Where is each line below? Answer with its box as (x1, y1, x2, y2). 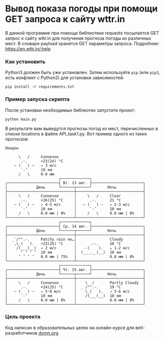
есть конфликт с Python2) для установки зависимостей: (5, 75, 124, 81)
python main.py (5, 117, 37, 122)
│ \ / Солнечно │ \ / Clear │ (5, 193, 146, 199)
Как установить (5, 58, 46, 65)
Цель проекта (5, 313, 41, 320)
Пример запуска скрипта (5, 96, 70, 103)
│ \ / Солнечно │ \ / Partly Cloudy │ (5, 280, 146, 285)
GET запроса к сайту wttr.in (5, 13, 125, 25)
